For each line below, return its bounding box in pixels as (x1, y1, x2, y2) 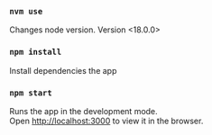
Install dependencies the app (9, 65, 117, 76)
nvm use (9, 6, 43, 16)
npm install (9, 47, 62, 58)
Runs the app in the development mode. (9, 105, 158, 116)
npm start (9, 87, 52, 98)
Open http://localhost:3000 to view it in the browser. (9, 115, 204, 126)
